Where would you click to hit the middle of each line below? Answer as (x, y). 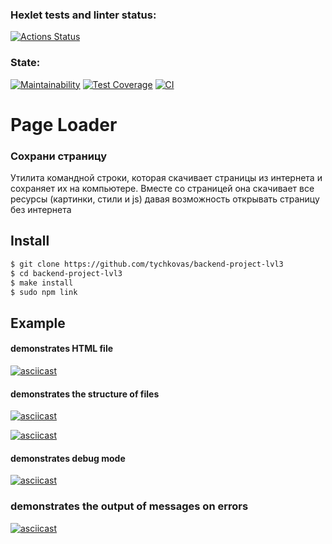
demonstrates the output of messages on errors (129, 506)
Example (38, 323)
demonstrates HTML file (62, 349)
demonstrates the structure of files (85, 394)
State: (25, 63)
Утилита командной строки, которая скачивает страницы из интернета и (166, 178)
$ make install (42, 283)
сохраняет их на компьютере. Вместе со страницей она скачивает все (162, 189)
